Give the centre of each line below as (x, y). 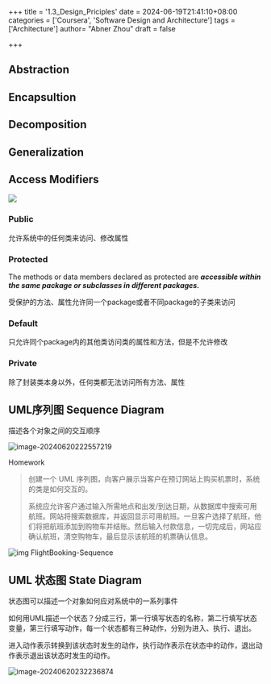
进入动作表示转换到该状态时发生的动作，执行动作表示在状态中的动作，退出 (132, 645)
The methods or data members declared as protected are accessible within (135, 277)
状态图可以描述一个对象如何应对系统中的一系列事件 (93, 601)
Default (23, 323)
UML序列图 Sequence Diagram (86, 409)
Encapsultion (42, 97)
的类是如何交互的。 (60, 489)
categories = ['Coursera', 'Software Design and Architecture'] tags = (122, 20)
